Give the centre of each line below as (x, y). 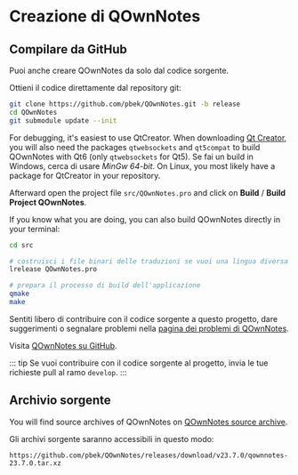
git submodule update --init (63, 121)
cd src (21, 245)
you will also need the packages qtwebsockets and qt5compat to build (135, 147)
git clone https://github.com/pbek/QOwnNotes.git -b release (125, 104)
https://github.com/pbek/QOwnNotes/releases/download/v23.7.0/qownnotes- (149, 455)
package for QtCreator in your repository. (85, 175)
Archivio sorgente (60, 401)
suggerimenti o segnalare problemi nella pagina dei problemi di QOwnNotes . (149, 328)
